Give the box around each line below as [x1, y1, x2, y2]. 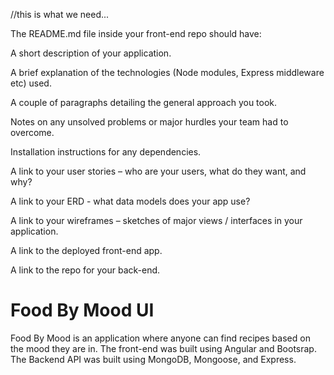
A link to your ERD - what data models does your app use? [10, 195, 251, 207]
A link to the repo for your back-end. [10, 264, 161, 276]
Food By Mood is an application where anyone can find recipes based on [10, 332, 311, 344]
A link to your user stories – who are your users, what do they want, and [10, 165, 307, 177]
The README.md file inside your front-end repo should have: [10, 28, 262, 39]
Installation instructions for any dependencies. [10, 146, 202, 158]
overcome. [10, 127, 55, 138]
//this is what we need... [10, 9, 110, 20]
